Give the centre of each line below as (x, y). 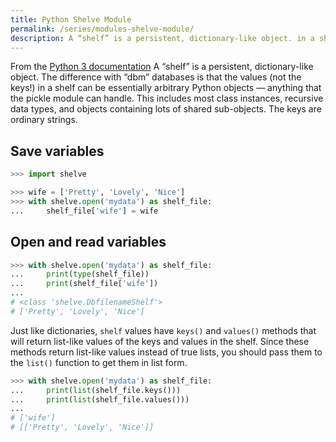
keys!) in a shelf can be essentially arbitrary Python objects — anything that (166, 88)
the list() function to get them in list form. (99, 362)
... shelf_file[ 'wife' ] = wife (84, 211)
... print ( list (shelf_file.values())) (100, 399)
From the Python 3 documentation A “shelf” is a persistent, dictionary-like (162, 67)
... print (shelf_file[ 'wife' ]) (84, 284)
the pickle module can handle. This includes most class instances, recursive (167, 98)
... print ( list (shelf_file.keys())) (96, 390)
